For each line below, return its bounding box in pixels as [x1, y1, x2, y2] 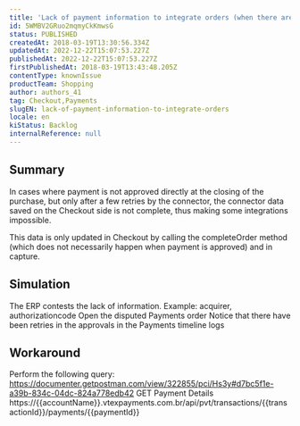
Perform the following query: [9, 369, 115, 380]
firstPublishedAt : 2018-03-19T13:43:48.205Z [9, 63, 178, 72]
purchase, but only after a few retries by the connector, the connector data [9, 196, 284, 206]
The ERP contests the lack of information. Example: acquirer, [9, 300, 232, 311]
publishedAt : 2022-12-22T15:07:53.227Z [9, 54, 158, 63]
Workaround [9, 345, 81, 360]
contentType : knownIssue [9, 71, 102, 80]
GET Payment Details [136, 388, 214, 398]
